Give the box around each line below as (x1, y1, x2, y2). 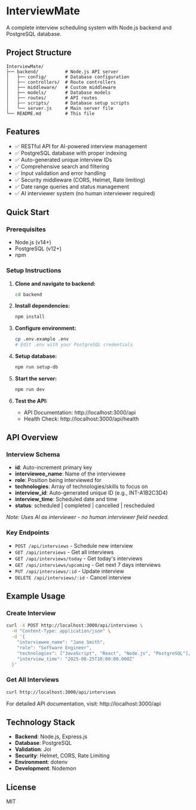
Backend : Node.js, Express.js (14, 733, 88, 740)
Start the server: (14, 375, 57, 382)
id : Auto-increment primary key (14, 464, 93, 471)
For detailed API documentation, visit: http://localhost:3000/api (6, 700, 161, 707)
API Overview (6, 432, 59, 443)
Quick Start (6, 207, 50, 217)
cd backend (14, 292, 42, 297)
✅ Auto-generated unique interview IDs (14, 156, 112, 163)
